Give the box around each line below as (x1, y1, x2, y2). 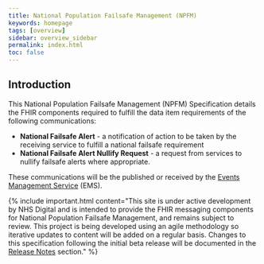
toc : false (8, 49, 45, 56)
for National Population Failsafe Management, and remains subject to (8, 212, 235, 223)
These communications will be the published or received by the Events (8, 172, 240, 181)
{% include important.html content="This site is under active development (8, 196, 251, 205)
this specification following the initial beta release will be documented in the (8, 238, 257, 247)
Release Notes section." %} (8, 247, 99, 256)
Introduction (8, 78, 72, 91)
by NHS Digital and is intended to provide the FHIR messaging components (8, 204, 254, 214)
